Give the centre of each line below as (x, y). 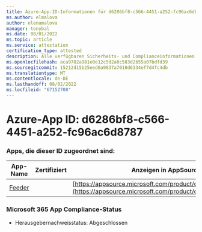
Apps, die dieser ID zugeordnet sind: (61, 150)
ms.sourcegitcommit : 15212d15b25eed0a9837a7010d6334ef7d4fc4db (87, 67)
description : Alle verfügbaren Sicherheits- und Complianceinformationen (101, 56)
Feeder (19, 188)
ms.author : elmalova (32, 17)
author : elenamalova (32, 23)
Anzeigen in (149, 170)
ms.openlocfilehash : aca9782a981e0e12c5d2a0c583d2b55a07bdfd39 (87, 62)
